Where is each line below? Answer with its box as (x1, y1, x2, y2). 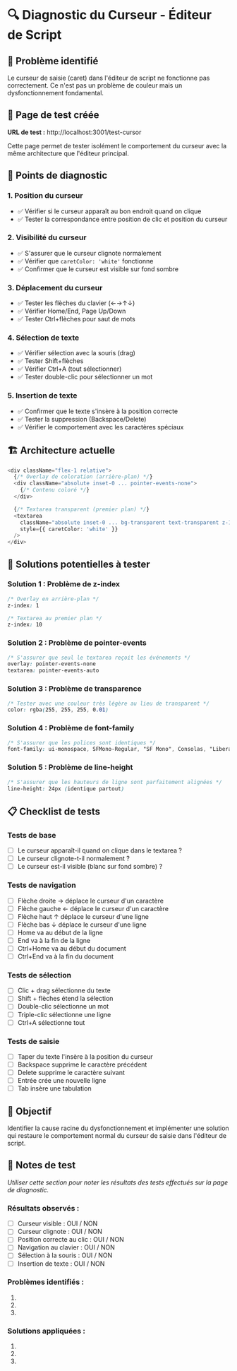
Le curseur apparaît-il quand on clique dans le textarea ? (17, 846, 182, 855)
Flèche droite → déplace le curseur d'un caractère (17, 896, 164, 905)
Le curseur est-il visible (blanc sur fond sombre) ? (17, 862, 163, 871)
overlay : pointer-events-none (7, 660, 97, 667)
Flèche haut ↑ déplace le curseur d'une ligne (17, 912, 150, 920)
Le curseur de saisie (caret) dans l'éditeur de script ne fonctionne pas (7, 73, 210, 82)
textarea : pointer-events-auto (7, 667, 99, 675)
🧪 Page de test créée (7, 109, 100, 121)
